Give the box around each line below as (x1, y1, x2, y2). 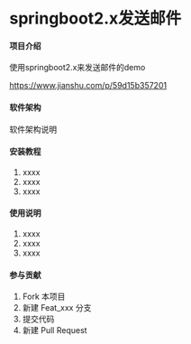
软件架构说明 (9, 124, 57, 135)
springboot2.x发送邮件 (9, 8, 182, 29)
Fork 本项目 (22, 291, 66, 302)
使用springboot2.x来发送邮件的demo (9, 62, 146, 73)
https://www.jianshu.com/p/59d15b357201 (9, 80, 168, 91)
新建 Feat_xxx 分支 (22, 302, 92, 313)
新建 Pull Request (22, 325, 87, 336)
